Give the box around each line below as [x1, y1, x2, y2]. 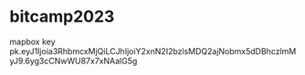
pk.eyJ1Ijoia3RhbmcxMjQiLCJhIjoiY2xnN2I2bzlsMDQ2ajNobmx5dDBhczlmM [9, 45, 297, 56]
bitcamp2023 [9, 6, 115, 27]
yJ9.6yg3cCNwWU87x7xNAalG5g [9, 55, 138, 66]
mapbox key [9, 36, 57, 47]
